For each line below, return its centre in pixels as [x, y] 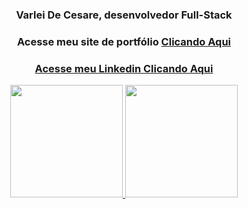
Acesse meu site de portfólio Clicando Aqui [124, 41]
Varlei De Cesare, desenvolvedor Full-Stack [124, 15]
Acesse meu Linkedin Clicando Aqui [124, 68]
